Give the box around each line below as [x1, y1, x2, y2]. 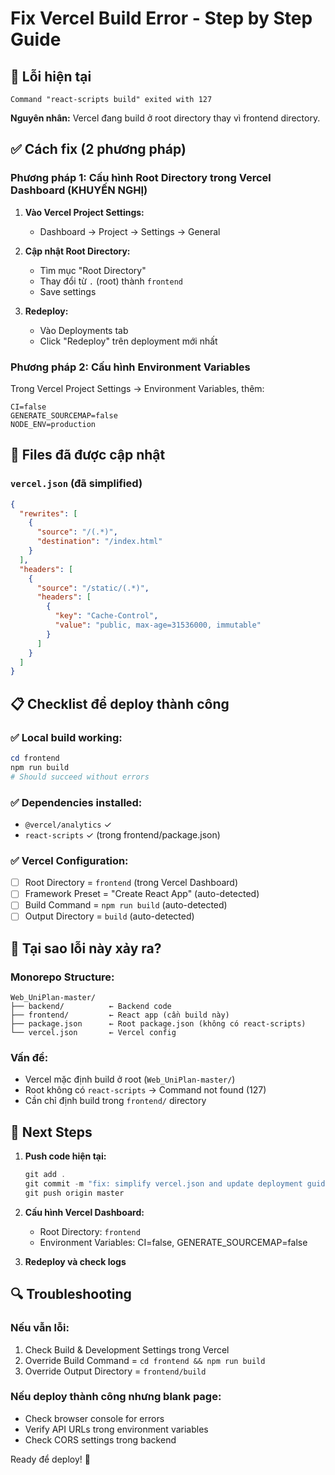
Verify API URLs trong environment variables [24, 1423, 209, 1435]
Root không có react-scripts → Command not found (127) [24, 1084, 267, 1096]
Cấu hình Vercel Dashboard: [24, 1206, 145, 1218]
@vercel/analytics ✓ [24, 818, 112, 830]
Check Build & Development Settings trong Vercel [24, 1343, 230, 1356]
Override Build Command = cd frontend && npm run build [24, 1354, 266, 1366]
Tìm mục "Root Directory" [39, 264, 147, 276]
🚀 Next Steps [10, 1123, 93, 1141]
